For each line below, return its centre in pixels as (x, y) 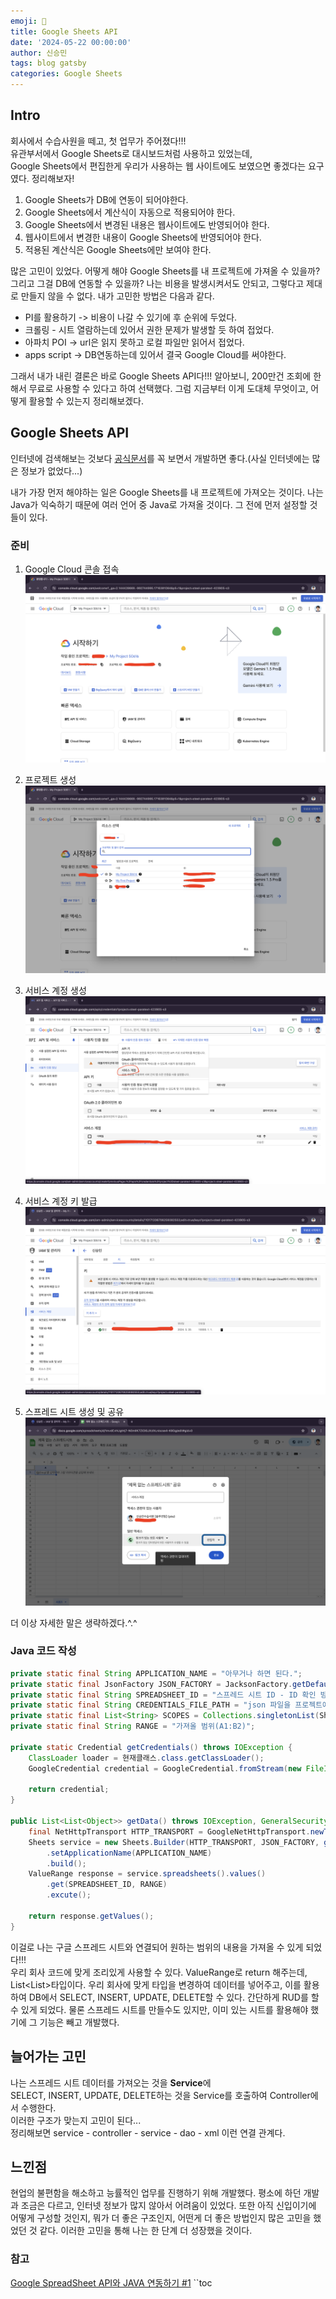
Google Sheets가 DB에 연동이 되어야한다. (106, 199)
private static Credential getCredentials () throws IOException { (151, 1747)
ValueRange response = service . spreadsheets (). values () (147, 1874)
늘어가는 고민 (48, 2056)
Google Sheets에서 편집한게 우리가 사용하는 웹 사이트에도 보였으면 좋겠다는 (158, 166)
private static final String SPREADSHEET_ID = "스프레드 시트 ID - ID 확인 (163, 1695)
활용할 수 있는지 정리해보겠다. (86, 401)
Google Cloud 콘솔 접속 (72, 569)
